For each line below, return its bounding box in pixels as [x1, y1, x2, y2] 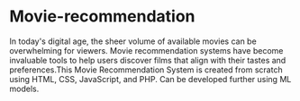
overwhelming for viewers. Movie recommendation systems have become [9, 45, 284, 55]
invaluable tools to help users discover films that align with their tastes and [9, 55, 286, 65]
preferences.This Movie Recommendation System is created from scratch [9, 64, 283, 75]
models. [9, 83, 40, 94]
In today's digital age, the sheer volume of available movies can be [9, 36, 257, 46]
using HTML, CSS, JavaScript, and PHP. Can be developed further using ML [9, 73, 292, 84]
